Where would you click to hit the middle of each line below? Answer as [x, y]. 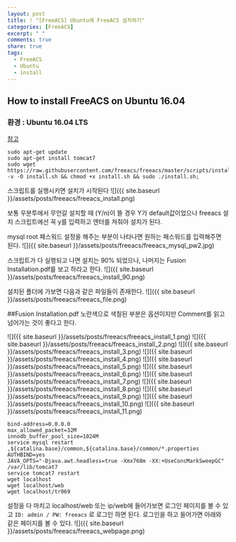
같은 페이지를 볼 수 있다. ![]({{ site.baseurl [66, 523]
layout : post [26, 14]
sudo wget [22, 165]
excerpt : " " [26, 33]
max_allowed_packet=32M [42, 430]
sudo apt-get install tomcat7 [52, 159]
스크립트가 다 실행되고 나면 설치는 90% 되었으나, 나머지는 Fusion [97, 260]
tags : [15, 53]
